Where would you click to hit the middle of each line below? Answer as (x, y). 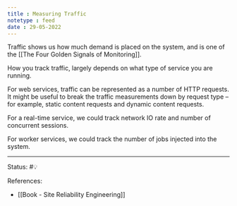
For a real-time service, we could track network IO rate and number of (109, 118)
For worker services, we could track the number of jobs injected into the (112, 139)
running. (19, 75)
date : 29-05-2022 (34, 27)
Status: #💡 (23, 167)
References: (25, 181)
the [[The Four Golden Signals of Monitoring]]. (75, 54)
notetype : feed (31, 20)
